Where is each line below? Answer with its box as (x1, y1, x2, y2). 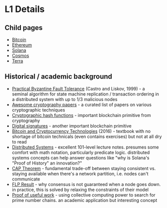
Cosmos (11, 52, 29, 58)
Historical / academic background (4, 72, 113, 81)
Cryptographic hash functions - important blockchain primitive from (11, 112, 151, 118)
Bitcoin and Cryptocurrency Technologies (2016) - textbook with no (11, 128, 151, 134)
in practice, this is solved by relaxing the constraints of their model (11, 186, 149, 192)
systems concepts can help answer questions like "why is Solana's (11, 154, 150, 160)
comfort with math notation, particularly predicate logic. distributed (11, 149, 150, 155)
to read (11, 138, 27, 144)
